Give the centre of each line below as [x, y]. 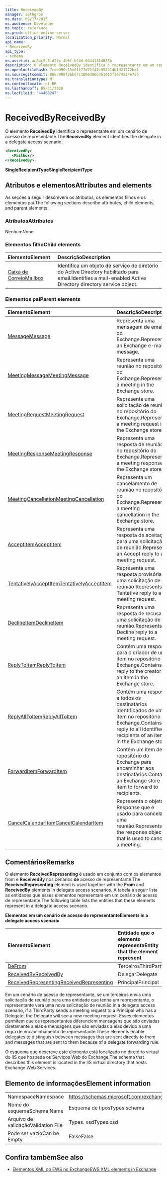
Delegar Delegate [137, 974]
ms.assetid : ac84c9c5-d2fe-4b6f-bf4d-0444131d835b [59, 61]
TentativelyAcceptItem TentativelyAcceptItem [60, 583]
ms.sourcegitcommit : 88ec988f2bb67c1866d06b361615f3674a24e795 [72, 75]
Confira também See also [44, 1157]
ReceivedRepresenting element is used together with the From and [75, 885]
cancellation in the [138, 514]
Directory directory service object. [97, 284]
